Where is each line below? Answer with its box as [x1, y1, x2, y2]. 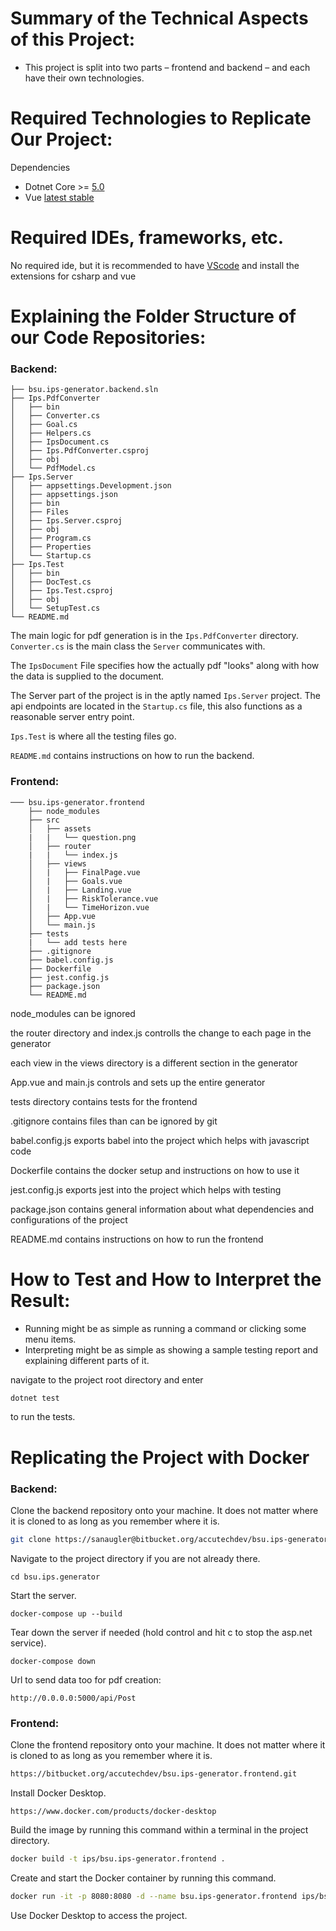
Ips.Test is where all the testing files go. [10, 730, 177, 742]
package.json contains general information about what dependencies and [10, 1203, 315, 1215]
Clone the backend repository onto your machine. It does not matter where [10, 1504, 319, 1516]
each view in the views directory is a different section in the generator [10, 1057, 298, 1069]
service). [10, 1637, 47, 1649]
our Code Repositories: [10, 327, 207, 349]
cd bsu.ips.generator [10, 1572, 101, 1582]
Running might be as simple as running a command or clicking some [24, 1322, 307, 1334]
